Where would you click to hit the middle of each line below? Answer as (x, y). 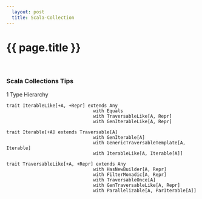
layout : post (28, 12)
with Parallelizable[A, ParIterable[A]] (145, 191)
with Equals (108, 111)
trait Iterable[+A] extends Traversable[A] (62, 132)
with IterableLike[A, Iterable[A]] (138, 153)
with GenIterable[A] (119, 137)
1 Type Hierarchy (27, 94)
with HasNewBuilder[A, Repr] (130, 169)
